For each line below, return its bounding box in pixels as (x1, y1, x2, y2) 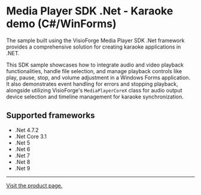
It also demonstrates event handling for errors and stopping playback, (6, 80, 178, 88)
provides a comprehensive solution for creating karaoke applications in (6, 43, 181, 50)
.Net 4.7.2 (14, 126, 39, 133)
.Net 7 (14, 152, 30, 159)
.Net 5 (14, 139, 31, 146)
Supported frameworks (6, 110, 95, 121)
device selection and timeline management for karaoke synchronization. (6, 93, 184, 100)
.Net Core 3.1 (14, 133, 47, 140)
